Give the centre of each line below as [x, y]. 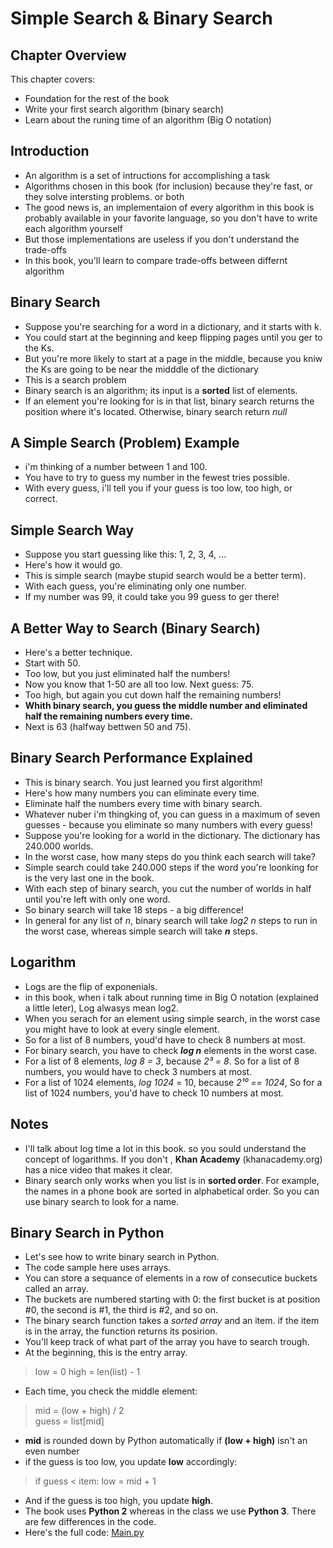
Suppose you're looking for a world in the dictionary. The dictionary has [172, 835]
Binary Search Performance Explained [131, 758]
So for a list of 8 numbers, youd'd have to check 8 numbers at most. [165, 1039]
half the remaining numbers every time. [108, 716]
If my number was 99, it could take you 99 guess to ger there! [152, 597]
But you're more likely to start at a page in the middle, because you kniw [173, 358]
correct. [41, 499]
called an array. [56, 1289]
